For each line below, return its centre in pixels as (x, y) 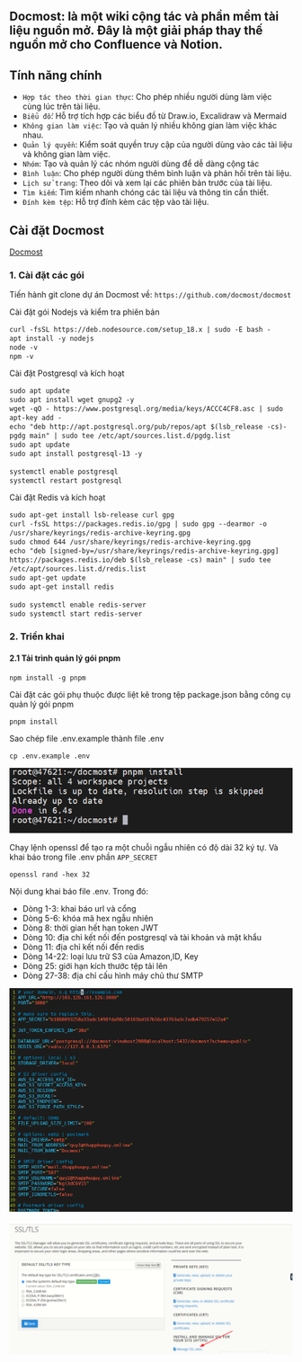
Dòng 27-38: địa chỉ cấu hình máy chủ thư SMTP (113, 975)
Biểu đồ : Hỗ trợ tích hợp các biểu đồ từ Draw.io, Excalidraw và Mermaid (155, 116)
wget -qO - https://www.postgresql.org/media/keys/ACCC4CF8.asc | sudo (146, 409)
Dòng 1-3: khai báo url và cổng (79, 908)
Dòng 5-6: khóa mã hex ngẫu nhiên (88, 918)
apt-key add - (36, 418)
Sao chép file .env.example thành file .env (87, 739)
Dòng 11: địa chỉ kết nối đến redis (83, 947)
